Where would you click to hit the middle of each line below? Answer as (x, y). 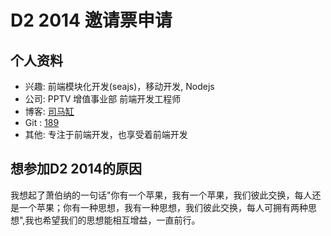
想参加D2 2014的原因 (76, 169)
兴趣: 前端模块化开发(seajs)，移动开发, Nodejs (119, 86)
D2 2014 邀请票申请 (91, 20)
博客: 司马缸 (49, 111)
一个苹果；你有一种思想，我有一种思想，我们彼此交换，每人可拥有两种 (163, 207)
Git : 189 (42, 122)
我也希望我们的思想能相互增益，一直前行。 (112, 220)
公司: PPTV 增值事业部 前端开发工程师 (103, 99)
